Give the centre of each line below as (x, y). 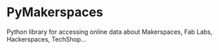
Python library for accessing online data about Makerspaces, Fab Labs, (109, 32)
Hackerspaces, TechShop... (47, 39)
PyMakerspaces (55, 12)
